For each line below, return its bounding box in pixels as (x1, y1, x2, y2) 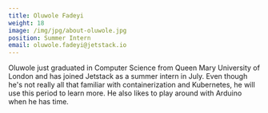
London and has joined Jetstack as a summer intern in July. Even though (8, 72, 248, 81)
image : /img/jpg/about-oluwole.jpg (8, 26, 127, 34)
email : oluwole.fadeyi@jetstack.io (8, 41, 127, 49)
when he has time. (8, 97, 70, 107)
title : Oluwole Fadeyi (8, 11, 84, 20)
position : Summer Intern (8, 33, 91, 42)
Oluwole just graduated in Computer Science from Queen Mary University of (8, 63, 260, 72)
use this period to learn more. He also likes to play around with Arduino (8, 88, 242, 98)
